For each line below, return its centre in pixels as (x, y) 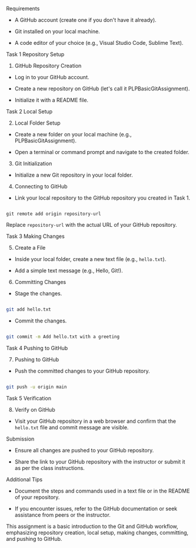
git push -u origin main (36, 387)
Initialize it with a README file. (52, 100)
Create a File (30, 248)
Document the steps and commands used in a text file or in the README (102, 491)
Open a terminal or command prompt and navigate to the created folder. (102, 152)
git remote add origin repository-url (54, 214)
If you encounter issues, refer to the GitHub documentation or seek (96, 508)
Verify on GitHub (35, 409)
